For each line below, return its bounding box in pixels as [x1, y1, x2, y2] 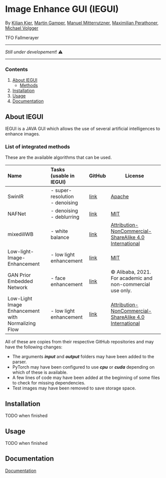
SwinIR [7, 193, 24, 200]
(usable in [50, 172, 75, 179]
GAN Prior [7, 272, 31, 279]
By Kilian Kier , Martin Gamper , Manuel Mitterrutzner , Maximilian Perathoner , [5, 20, 159, 26]
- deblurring [50, 214, 80, 221]
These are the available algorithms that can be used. [5, 154, 112, 160]
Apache [111, 193, 129, 200]
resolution [50, 193, 74, 200]
